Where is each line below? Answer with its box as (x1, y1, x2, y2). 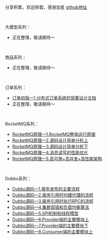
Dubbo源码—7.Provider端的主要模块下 (12, 223, 89, 228)
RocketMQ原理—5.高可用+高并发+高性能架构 (12, 156, 102, 161)
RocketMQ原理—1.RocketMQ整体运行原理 (12, 131, 96, 137)
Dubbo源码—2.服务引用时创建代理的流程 (12, 192, 94, 198)
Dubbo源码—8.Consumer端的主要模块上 (12, 229, 93, 235)
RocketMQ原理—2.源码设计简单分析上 (12, 137, 89, 143)
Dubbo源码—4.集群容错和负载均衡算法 (12, 204, 89, 210)
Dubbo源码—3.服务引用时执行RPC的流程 (12, 198, 94, 204)
